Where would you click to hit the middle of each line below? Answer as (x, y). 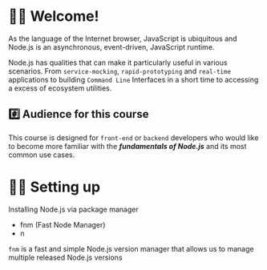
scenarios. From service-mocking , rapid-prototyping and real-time (119, 71)
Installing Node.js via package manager (73, 209)
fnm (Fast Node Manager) (63, 224)
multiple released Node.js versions (65, 257)
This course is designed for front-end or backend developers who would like (133, 137)
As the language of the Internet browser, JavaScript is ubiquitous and (123, 38)
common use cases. (42, 155)
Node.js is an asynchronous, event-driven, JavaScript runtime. (111, 46)
